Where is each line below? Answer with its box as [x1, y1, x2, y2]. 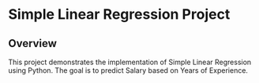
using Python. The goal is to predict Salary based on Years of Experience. [8, 66, 249, 75]
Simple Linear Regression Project [8, 5, 231, 23]
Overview [8, 37, 58, 50]
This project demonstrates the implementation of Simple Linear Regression [8, 57, 252, 67]
